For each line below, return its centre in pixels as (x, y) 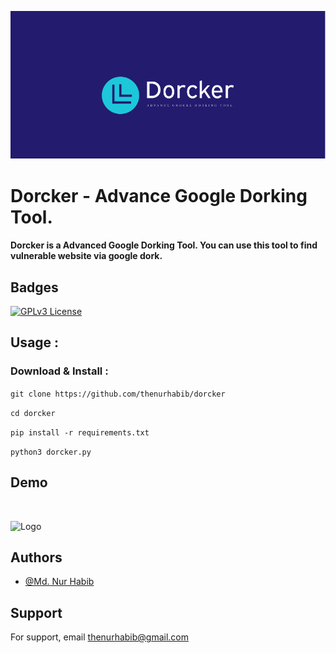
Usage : (35, 342)
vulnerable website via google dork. (86, 256)
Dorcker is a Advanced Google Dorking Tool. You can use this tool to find (164, 245)
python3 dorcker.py (51, 452)
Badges (34, 287)
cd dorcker (33, 413)
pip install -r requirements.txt (80, 432)
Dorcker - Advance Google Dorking (159, 195)
